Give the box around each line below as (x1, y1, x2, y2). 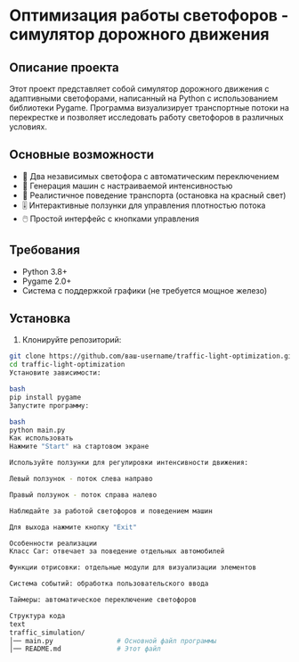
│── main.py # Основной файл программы (9, 636, 217, 645)
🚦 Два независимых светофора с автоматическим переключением (21, 170, 279, 181)
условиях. (9, 121, 47, 132)
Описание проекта (9, 60, 119, 75)
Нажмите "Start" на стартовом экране (9, 443, 149, 451)
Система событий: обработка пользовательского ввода (9, 579, 209, 589)
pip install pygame (9, 393, 82, 401)
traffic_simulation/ (9, 628, 86, 637)
